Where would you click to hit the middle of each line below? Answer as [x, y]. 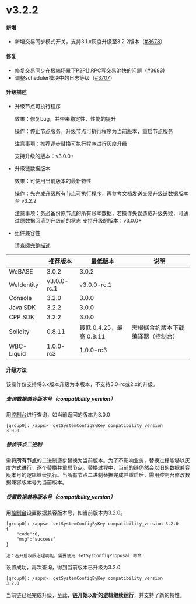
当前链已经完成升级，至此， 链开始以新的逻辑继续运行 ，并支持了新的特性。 [95, 595]
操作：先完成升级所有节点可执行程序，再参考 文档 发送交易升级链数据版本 [101, 193]
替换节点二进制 [24, 444]
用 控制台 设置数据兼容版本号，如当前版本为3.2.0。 [66, 513]
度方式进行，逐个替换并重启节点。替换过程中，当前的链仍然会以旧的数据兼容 [98, 467]
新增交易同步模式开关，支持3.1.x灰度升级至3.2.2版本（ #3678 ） [90, 42]
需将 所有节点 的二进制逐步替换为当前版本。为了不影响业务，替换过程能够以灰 [98, 460]
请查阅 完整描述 [32, 245]
